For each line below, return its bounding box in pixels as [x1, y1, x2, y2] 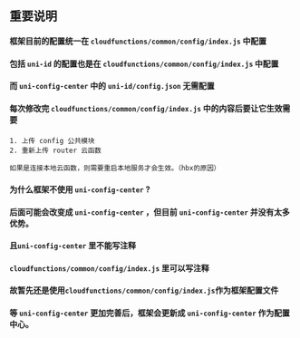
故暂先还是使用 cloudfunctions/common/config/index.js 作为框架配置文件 [9, 285, 279, 296]
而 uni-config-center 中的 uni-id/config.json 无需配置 [9, 81, 215, 92]
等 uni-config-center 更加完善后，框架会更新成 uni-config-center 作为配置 [9, 307, 290, 318]
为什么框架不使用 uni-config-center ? [9, 184, 151, 195]
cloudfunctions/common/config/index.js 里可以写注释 [9, 262, 210, 274]
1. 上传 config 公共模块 [9, 137, 95, 146]
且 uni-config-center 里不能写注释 [9, 240, 137, 251]
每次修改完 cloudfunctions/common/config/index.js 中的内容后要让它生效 [9, 102, 283, 113]
